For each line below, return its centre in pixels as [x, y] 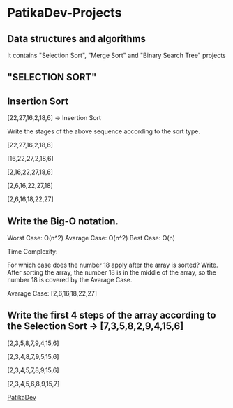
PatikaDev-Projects [65, 13]
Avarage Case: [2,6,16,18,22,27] [52, 293]
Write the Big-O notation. [63, 221]
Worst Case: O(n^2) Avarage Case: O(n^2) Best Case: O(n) [91, 238]
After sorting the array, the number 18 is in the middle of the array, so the [112, 272]
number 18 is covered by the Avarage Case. [70, 280]
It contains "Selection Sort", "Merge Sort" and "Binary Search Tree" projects [116, 55]
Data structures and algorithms [77, 39]
